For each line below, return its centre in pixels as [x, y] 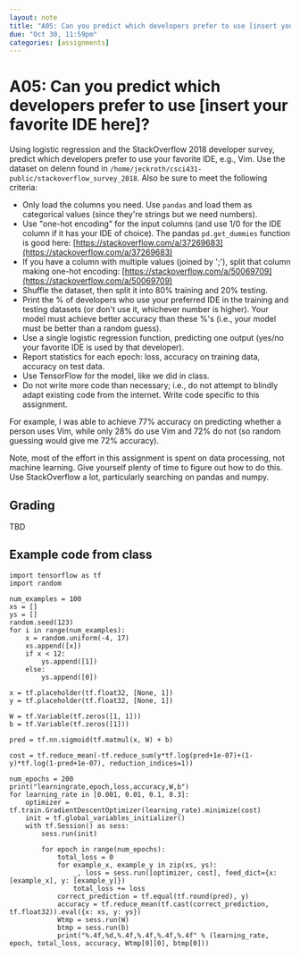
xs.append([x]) [54, 646]
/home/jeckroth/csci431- [156, 169]
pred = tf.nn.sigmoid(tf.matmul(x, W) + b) [92, 740]
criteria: [24, 188]
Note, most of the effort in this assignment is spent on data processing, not [147, 458]
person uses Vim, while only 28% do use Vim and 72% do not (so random [145, 431]
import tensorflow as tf [55, 575]
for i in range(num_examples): [67, 630]
